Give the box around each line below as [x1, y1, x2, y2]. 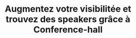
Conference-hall [33, 24, 103, 35]
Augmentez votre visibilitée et [4, 3, 132, 15]
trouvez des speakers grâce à [5, 14, 131, 25]
